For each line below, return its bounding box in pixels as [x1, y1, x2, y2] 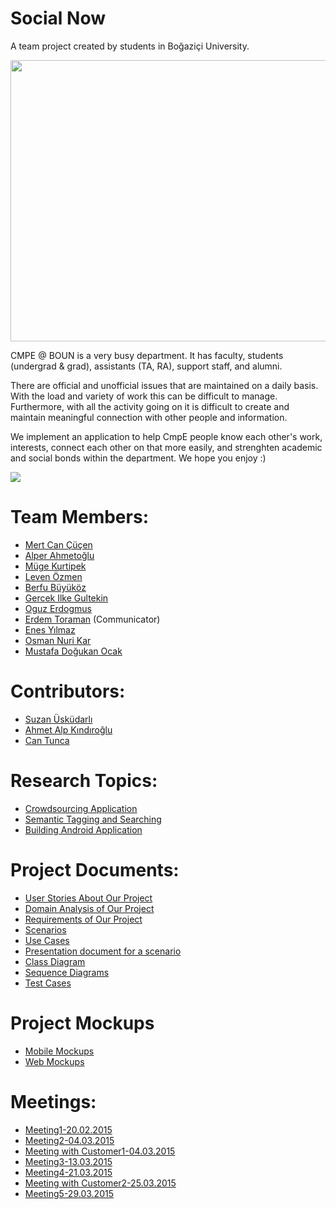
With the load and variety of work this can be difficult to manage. [10, 390, 278, 402]
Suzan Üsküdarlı [24, 713, 93, 725]
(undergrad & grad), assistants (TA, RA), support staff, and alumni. [10, 360, 283, 372]
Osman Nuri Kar [24, 634, 92, 646]
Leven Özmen [24, 570, 83, 582]
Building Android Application [24, 823, 143, 836]
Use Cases [24, 934, 70, 946]
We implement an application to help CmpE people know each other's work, [10, 430, 323, 442]
